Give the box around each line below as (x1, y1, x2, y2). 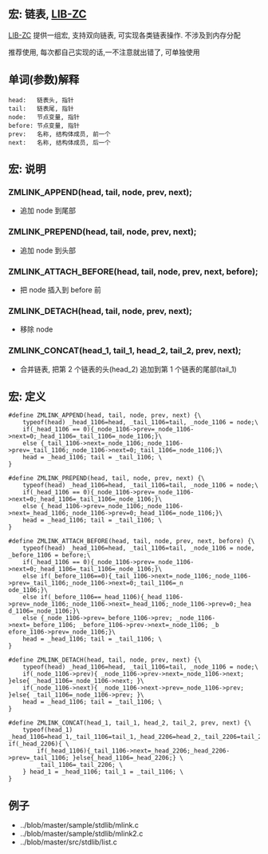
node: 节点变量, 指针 (8, 113, 80, 121)
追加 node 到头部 (19, 245, 77, 255)
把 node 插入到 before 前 (19, 284, 102, 294)
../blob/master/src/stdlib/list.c (19, 837, 117, 847)
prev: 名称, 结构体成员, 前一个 (8, 130, 111, 138)
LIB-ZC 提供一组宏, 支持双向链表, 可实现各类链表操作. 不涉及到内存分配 (8, 30, 241, 40)
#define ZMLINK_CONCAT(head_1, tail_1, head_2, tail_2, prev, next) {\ (8, 719, 251, 727)
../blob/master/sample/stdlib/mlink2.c (19, 829, 144, 839)
